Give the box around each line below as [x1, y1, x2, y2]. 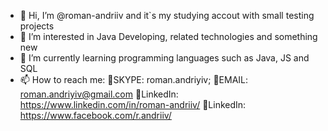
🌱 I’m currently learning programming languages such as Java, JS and [19, 52, 310, 64]
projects [19, 20, 55, 32]
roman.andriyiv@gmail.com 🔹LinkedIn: [19, 88, 179, 100]
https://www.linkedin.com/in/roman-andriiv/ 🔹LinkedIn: [19, 99, 247, 110]
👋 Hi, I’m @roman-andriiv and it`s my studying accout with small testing [19, 10, 315, 21]
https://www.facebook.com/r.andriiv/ [19, 110, 172, 121]
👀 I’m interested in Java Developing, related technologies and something [19, 31, 318, 42]
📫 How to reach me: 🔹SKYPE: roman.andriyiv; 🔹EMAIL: [19, 74, 249, 85]
